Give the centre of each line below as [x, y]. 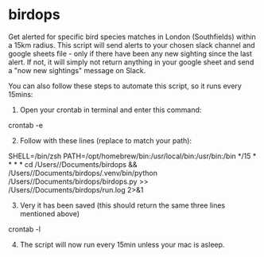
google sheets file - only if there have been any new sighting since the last [130, 53]
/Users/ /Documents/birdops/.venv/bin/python [83, 173]
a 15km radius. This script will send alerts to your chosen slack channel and [132, 45]
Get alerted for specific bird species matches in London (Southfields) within [132, 37]
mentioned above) [50, 213]
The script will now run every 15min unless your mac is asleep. [122, 244]
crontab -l [25, 229]
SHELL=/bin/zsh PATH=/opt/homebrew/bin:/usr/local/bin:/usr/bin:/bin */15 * [132, 156]
